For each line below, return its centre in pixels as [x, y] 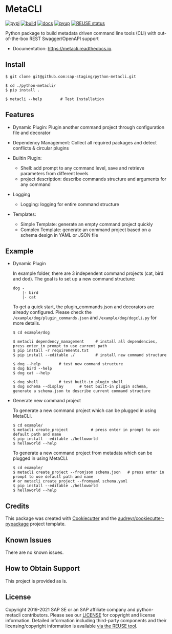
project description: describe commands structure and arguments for [93, 179]
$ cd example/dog [31, 333]
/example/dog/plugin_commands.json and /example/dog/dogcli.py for [85, 318]
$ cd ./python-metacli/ [31, 85]
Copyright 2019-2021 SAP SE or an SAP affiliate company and [70, 609]
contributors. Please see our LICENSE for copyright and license [89, 615]
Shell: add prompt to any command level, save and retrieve [82, 168]
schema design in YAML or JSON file [59, 235]
